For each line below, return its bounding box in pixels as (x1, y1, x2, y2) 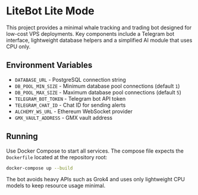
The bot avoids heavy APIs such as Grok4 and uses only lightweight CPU (6, 176, 186, 183)
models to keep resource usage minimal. (6, 182, 106, 189)
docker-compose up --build (6, 165, 73, 171)
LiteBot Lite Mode (6, 4, 95, 18)
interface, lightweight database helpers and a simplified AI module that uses (6, 36, 193, 44)
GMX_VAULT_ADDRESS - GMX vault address (14, 114, 113, 121)
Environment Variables (6, 60, 93, 70)
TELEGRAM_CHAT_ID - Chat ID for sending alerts (14, 101, 126, 109)
